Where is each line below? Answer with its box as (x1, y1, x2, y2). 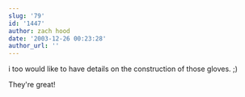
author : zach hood (8, 27, 70, 35)
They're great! (8, 80, 56, 90)
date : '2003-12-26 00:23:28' (8, 34, 107, 43)
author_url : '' (8, 42, 60, 50)
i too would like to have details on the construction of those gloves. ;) (8, 64, 239, 74)
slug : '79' (8, 11, 45, 20)
